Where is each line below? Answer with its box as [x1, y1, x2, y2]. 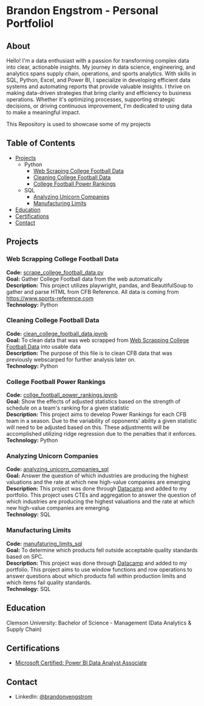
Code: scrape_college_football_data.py [6, 268, 104, 276]
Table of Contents [6, 138, 76, 149]
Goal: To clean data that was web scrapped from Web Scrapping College [6, 336, 189, 344]
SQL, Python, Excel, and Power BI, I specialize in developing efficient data [6, 77, 191, 83]
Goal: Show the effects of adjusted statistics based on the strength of [6, 398, 181, 405]
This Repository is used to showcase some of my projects [6, 121, 151, 128]
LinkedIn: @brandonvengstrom [15, 693, 93, 701]
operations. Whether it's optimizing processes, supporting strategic [6, 96, 175, 103]
